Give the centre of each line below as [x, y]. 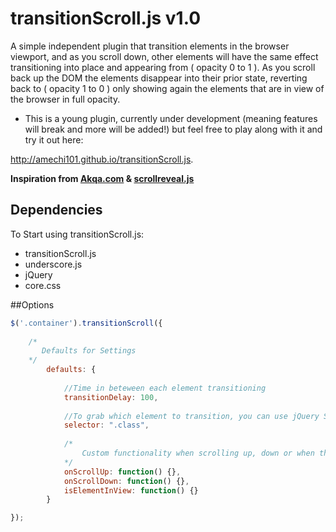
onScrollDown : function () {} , [126, 481]
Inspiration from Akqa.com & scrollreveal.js [102, 178]
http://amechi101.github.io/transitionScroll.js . [102, 159]
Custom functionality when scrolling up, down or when [198, 453]
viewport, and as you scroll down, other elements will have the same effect [164, 56]
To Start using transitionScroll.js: [77, 234]
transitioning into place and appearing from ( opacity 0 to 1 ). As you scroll [163, 67]
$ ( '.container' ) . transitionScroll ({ [86, 323]
